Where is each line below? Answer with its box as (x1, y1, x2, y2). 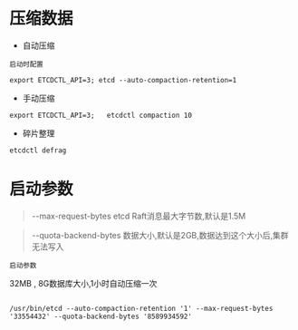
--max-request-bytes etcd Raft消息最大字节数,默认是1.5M (31, 210, 246, 221)
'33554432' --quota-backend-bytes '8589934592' (9, 312, 193, 321)
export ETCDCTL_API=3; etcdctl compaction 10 (9, 111, 193, 120)
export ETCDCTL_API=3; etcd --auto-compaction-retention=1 (9, 75, 237, 84)
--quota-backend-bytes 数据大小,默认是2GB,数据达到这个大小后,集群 (31, 229, 289, 240)
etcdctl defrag (9, 146, 67, 155)
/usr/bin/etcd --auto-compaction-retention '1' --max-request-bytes (9, 304, 274, 313)
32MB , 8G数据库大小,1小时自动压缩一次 (9, 277, 158, 288)
